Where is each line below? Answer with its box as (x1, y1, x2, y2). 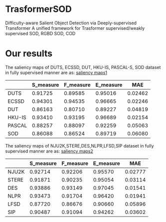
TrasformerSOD (5, 3, 72, 15)
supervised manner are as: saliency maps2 (5, 148, 94, 154)
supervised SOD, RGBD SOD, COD (5, 30, 76, 36)
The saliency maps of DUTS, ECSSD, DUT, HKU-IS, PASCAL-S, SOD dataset (5, 64, 161, 70)
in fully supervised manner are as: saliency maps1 (5, 70, 107, 75)
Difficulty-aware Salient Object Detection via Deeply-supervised (5, 20, 137, 26)
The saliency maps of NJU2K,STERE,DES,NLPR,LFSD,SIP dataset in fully (5, 143, 154, 148)
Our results (5, 48, 53, 59)
